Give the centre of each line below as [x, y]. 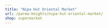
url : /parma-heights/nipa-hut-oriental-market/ [54, 14]
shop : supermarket [24, 18]
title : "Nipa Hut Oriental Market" [41, 9]
